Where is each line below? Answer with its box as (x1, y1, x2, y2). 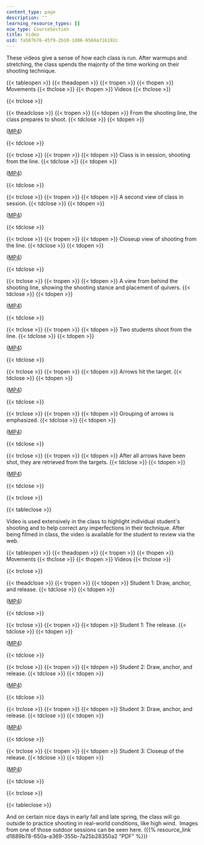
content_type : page (6, 9, 56, 15)
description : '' (6, 15, 47, 21)
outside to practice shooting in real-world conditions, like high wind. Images (6, 820, 198, 827)
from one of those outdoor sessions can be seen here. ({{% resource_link (6, 826, 191, 833)
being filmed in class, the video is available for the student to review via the (6, 531, 195, 538)
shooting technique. (6, 67, 57, 74)
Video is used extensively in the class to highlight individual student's (6, 518, 180, 525)
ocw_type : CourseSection (6, 26, 69, 32)
